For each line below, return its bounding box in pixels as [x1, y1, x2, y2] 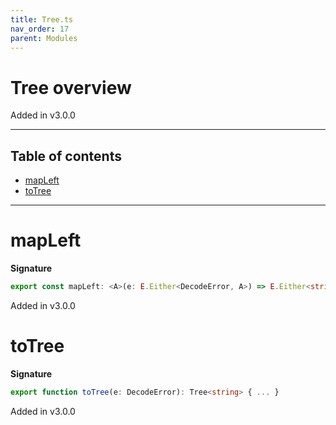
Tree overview [10, 76, 132, 99]
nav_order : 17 [10, 24, 70, 34]
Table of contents [10, 147, 122, 165]
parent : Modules [10, 33, 78, 43]
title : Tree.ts [10, 14, 74, 25]
